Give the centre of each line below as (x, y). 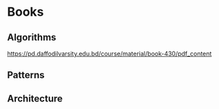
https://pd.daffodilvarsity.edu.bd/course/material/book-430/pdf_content (109, 53)
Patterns (26, 75)
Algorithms (32, 37)
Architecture (35, 98)
